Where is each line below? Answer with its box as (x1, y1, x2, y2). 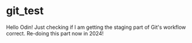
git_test (6, 4, 44, 18)
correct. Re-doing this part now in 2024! (6, 29, 104, 37)
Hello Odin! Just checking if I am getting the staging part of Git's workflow (6, 24, 187, 31)
